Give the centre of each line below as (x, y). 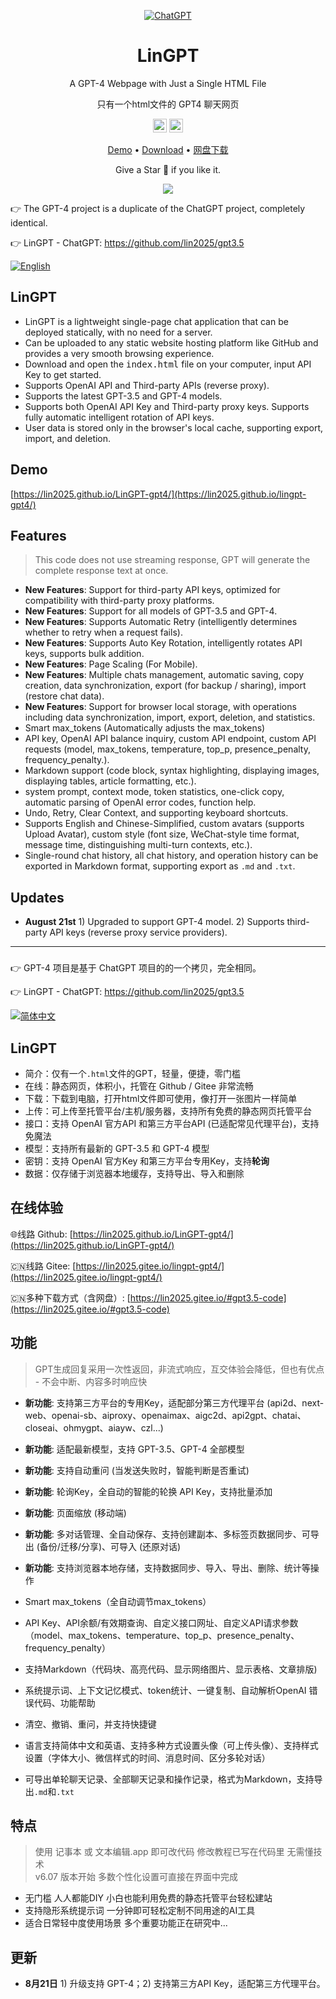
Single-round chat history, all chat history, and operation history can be (171, 856)
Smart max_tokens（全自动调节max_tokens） (118, 1601)
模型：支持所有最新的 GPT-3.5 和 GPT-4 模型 (117, 1148)
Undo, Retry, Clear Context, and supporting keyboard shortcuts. (156, 813)
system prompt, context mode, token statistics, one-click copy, (154, 792)
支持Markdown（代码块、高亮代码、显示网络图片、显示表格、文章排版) (171, 1669)
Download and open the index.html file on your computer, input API (168, 364)
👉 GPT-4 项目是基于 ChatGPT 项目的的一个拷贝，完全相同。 (136, 968)
